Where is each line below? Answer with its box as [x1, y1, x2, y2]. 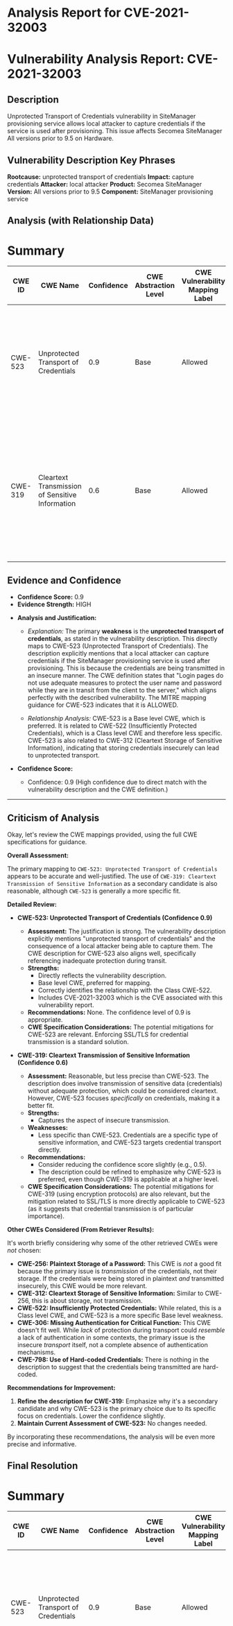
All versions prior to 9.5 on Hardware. [7, 134, 114, 143]
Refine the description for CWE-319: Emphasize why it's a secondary [17, 1396, 218, 1405]
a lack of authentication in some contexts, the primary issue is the [17, 1333, 206, 1342]
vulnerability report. [37, 1000, 95, 1009]
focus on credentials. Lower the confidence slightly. [17, 1412, 166, 1420]
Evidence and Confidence [7, 574, 121, 586]
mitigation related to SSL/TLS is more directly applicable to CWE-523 [27, 1197, 225, 1205]
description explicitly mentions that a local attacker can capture [27, 649, 209, 658]
